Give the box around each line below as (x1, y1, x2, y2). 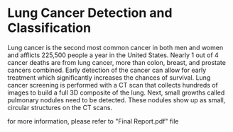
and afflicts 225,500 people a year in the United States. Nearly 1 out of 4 (7, 51, 219, 59)
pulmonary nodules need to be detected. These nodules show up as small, (7, 95, 226, 104)
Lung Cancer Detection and (7, 5, 173, 21)
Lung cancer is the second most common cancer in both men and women (7, 43, 224, 52)
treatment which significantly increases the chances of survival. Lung (7, 73, 211, 82)
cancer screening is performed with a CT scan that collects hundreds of (7, 80, 219, 89)
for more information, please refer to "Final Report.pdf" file (7, 116, 179, 125)
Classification (7, 20, 91, 36)
